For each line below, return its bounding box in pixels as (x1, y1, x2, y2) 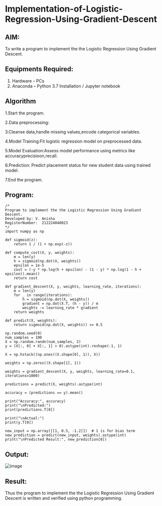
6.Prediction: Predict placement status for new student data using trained (5, 162, 151, 168)
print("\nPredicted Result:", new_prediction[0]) (5, 437, 107, 442)
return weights (14, 310, 44, 315)
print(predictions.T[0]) (5, 408, 55, 412)
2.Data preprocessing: (5, 119, 49, 125)
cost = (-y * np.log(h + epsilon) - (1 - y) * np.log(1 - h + (14, 267, 142, 272)
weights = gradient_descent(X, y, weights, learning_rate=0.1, (5, 369, 135, 374)
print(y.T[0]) (5, 420, 34, 425)
